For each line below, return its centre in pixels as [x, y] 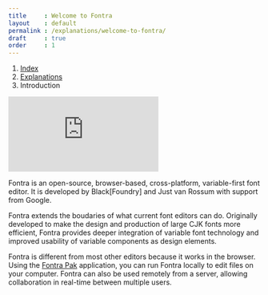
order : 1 [32, 46]
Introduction [40, 86]
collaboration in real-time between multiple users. [90, 282]
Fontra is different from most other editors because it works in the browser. [132, 257]
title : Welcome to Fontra [60, 16]
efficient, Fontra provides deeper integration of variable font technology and [134, 232]
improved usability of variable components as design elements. [113, 241]
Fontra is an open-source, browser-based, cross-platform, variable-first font [134, 183]
